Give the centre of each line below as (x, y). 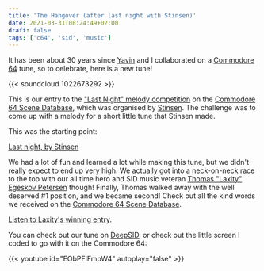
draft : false (30, 30)
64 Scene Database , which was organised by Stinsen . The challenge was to (132, 108)
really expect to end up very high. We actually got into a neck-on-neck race (132, 170)
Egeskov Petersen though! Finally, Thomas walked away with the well (122, 188)
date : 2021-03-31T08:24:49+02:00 (63, 23)
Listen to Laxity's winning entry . (60, 219)
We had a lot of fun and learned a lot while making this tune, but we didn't (129, 162)
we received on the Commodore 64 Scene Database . (95, 204)
